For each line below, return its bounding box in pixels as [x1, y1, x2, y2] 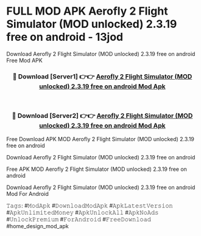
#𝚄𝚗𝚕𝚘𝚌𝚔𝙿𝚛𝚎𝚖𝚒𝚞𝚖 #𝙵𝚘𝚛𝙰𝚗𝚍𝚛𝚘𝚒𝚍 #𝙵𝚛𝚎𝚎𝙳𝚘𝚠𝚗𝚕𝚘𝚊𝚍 [6, 215, 151, 223]
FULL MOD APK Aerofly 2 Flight [6, 4, 169, 18]
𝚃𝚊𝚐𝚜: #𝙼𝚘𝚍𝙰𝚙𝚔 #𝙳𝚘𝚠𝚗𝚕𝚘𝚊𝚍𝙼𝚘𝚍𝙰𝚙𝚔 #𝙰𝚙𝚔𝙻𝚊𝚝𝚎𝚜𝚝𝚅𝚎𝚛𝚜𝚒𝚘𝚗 [6, 202, 174, 209]
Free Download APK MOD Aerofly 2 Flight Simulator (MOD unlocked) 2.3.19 [6, 135, 195, 142]
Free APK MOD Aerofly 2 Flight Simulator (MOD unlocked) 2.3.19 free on [6, 165, 188, 173]
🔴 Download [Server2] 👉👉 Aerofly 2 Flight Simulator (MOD [12, 111, 193, 120]
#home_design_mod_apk [6, 222, 69, 229]
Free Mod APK [6, 57, 43, 64]
